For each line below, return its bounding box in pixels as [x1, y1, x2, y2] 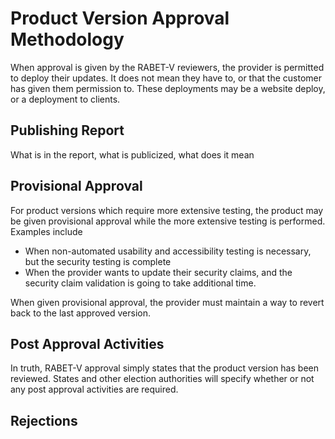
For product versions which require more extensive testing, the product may [10, 204, 324, 216]
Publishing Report [10, 122, 125, 139]
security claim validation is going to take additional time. [24, 277, 257, 289]
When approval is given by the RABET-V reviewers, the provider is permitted [10, 61, 325, 73]
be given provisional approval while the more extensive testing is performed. [10, 215, 326, 227]
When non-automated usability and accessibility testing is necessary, [24, 245, 312, 257]
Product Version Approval [10, 7, 230, 30]
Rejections [10, 412, 78, 429]
